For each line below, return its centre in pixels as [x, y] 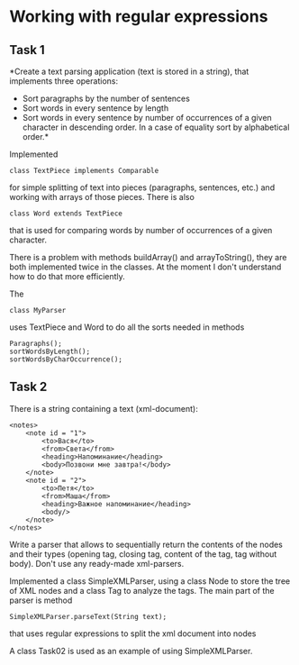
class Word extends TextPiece [66, 214]
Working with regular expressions [139, 17]
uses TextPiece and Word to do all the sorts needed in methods [127, 327]
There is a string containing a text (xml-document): [104, 408]
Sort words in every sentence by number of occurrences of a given [147, 118]
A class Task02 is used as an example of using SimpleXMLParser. [131, 651]
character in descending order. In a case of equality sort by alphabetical [156, 127]
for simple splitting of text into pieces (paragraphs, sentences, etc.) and [142, 187]
